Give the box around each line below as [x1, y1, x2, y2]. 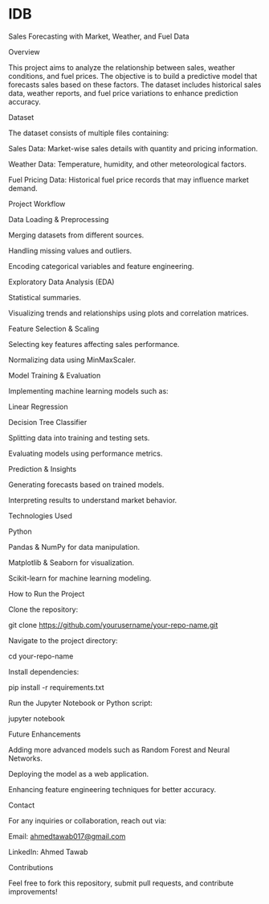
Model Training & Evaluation [8, 370, 101, 380]
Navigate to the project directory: [8, 635, 118, 645]
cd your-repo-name [8, 651, 74, 661]
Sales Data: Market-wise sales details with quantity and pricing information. [8, 143, 259, 153]
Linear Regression [8, 402, 68, 411]
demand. [8, 183, 38, 193]
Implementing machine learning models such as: [8, 386, 169, 395]
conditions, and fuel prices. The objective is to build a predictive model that [8, 71, 258, 80]
